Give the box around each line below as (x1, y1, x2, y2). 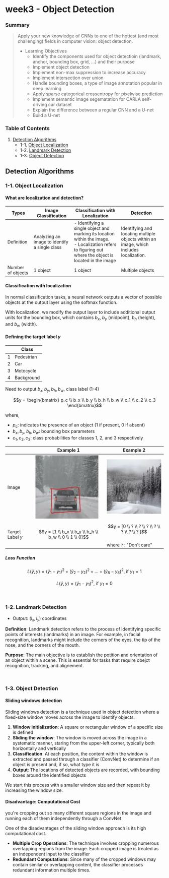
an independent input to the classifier (12, 851, 90, 857)
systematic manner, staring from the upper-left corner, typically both (12, 740, 155, 746)
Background (15, 374, 40, 381)
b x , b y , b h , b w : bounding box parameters (12, 428, 95, 435)
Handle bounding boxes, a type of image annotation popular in (32, 80, 162, 86)
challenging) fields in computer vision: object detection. (17, 38, 133, 44)
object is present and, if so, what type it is (12, 761, 100, 767)
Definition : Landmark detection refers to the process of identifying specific (5, 626, 161, 632)
